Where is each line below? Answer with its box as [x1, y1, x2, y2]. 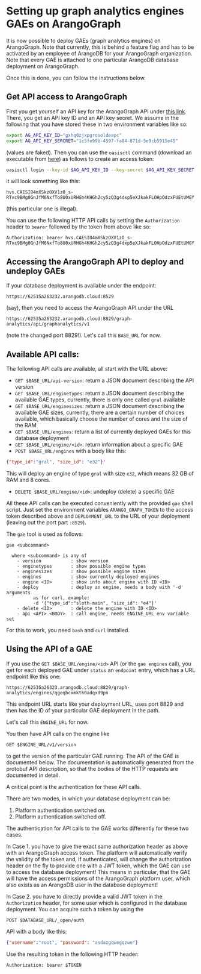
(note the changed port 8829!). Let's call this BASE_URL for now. [6, 331, 161, 339]
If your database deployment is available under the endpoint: [6, 282, 157, 289]
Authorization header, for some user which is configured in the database [6, 899, 187, 906]
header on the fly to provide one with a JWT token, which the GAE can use [6, 862, 191, 869]
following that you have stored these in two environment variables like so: [6, 121, 188, 128]
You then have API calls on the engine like [6, 730, 110, 737]
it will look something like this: [6, 178, 80, 185]
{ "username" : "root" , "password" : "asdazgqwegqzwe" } [6, 939, 138, 946]
